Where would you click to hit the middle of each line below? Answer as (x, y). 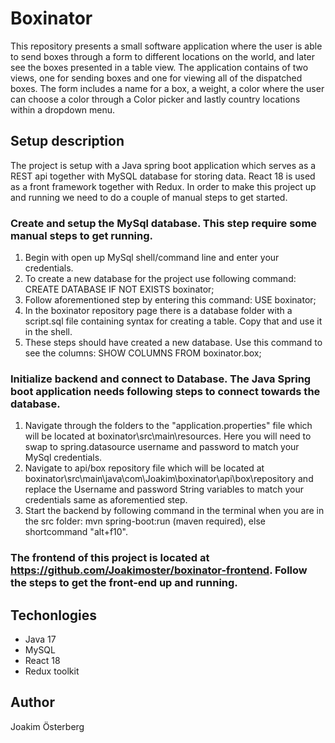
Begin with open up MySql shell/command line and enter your (152, 258)
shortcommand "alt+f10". (76, 532)
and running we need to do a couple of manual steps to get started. (149, 197)
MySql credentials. (63, 458)
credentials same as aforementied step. (106, 500)
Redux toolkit (52, 671)
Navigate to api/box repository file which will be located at (144, 468)
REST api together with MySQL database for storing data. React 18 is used (163, 176)
